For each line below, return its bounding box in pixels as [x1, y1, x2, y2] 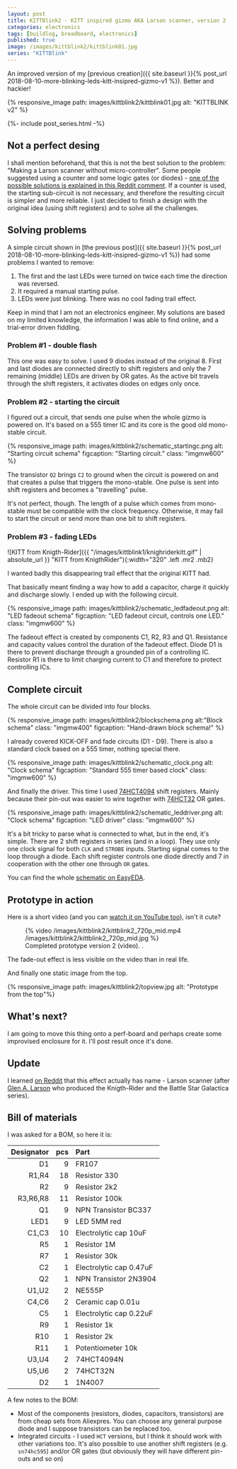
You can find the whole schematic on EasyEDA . [7, 873, 145, 882]
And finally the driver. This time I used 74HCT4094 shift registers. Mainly [7, 787, 219, 796]
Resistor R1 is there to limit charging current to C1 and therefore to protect [7, 655, 221, 664]
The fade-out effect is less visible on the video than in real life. [7, 955, 190, 964]
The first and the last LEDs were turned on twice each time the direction [17, 272, 228, 280]
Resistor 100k [75, 1194, 122, 1204]
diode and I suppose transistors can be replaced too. [17, 1424, 172, 1433]
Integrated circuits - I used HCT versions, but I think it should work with [17, 1432, 222, 1441]
